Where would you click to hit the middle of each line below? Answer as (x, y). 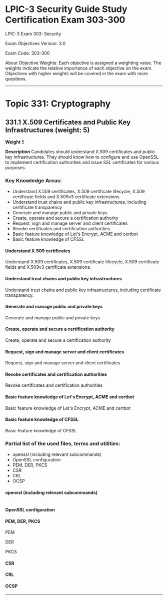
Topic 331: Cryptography (58, 104)
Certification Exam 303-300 (65, 20)
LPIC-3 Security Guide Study (66, 9)
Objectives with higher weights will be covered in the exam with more (77, 73)
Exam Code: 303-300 (27, 53)
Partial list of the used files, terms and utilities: (63, 443)
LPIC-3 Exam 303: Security (33, 34)
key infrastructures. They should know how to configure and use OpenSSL (82, 157)
